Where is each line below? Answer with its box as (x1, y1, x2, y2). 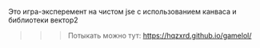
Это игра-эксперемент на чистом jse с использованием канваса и (8, 7, 238, 16)
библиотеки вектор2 (8, 15, 78, 25)
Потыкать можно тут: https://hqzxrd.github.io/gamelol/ (67, 31, 252, 40)
